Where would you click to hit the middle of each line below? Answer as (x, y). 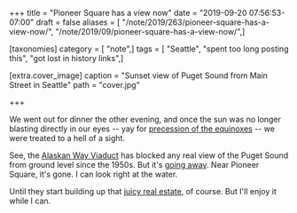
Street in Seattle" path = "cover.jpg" (74, 85)
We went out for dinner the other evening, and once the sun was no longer (145, 119)
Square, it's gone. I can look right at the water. (94, 174)
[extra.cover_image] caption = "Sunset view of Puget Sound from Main (139, 75)
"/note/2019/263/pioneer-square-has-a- (196, 22)
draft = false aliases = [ (78, 22)
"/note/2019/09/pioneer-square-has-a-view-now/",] (150, 32)
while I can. (30, 201)
